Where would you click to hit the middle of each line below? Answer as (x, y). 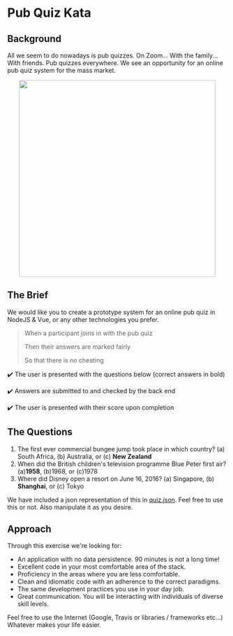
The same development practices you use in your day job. (101, 589)
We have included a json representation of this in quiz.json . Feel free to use (115, 500)
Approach (29, 529)
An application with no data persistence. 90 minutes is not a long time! (118, 559)
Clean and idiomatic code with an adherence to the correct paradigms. (119, 581)
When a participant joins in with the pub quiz (89, 333)
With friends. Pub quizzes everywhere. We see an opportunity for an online (115, 63)
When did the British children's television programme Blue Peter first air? (122, 464)
